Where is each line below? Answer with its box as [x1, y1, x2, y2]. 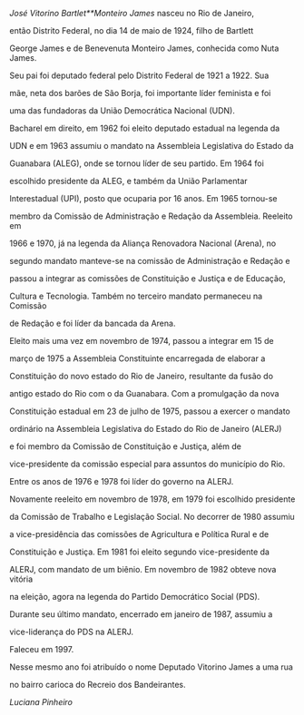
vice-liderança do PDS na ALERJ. [9, 626, 134, 637]
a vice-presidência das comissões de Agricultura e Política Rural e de [9, 529, 270, 539]
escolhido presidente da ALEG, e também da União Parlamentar [9, 176, 248, 186]
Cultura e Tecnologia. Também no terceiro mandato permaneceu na [9, 290, 263, 301]
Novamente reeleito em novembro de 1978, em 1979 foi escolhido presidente [9, 494, 296, 504]
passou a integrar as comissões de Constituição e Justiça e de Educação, [9, 273, 286, 284]
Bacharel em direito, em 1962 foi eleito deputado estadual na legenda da [9, 122, 280, 133]
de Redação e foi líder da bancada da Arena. [9, 318, 176, 328]
